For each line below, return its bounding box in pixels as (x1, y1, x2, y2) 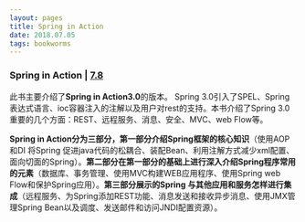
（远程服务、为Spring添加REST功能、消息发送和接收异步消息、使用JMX (17, 190, 288, 201)
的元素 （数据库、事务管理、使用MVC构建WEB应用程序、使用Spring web (9, 167, 281, 178)
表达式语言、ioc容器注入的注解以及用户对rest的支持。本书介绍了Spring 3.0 (9, 102, 290, 113)
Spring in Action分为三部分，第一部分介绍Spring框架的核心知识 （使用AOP (9, 133, 290, 144)
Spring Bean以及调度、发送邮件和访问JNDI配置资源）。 (16, 202, 223, 213)
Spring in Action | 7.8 (9, 69, 104, 82)
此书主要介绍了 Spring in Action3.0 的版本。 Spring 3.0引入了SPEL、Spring (9, 90, 290, 101)
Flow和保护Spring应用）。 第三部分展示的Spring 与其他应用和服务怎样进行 (9, 179, 284, 190)
